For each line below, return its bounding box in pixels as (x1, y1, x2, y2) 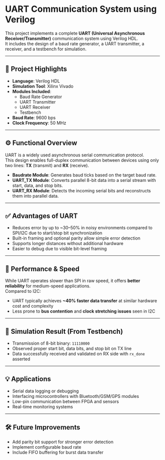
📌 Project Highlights (5, 65, 67, 73)
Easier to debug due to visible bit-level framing (12, 246, 107, 252)
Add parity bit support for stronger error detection (12, 439, 114, 445)
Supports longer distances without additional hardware (12, 241, 124, 247)
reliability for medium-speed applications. (5, 283, 91, 289)
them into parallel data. (12, 193, 59, 199)
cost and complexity (12, 303, 54, 309)
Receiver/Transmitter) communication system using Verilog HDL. (5, 35, 138, 41)
